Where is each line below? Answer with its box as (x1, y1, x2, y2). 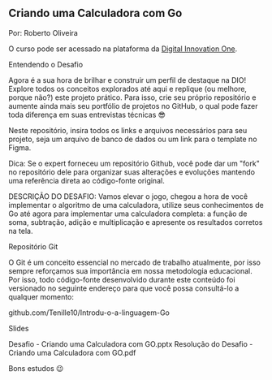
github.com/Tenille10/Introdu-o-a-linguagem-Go (8, 308, 171, 317)
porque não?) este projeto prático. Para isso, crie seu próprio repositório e (8, 93, 257, 102)
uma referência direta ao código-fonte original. (8, 175, 165, 185)
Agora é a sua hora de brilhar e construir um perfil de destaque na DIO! (8, 75, 247, 84)
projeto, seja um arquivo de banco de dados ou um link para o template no (8, 134, 257, 144)
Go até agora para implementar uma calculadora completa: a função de (8, 209, 248, 218)
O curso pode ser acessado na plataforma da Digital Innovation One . (8, 44, 238, 54)
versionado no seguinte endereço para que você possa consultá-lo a (8, 283, 240, 293)
